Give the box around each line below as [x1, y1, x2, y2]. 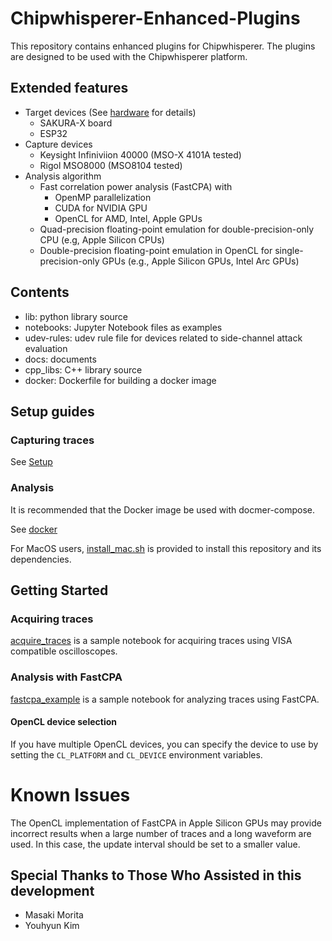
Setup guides [10, 403, 95, 420]
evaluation [24, 342, 68, 354]
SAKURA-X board [39, 117, 113, 129]
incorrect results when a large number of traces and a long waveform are [10, 827, 312, 839]
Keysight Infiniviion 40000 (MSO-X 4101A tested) [39, 148, 242, 161]
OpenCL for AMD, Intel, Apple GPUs [54, 212, 203, 224]
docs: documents [24, 353, 97, 365]
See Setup [10, 456, 53, 468]
